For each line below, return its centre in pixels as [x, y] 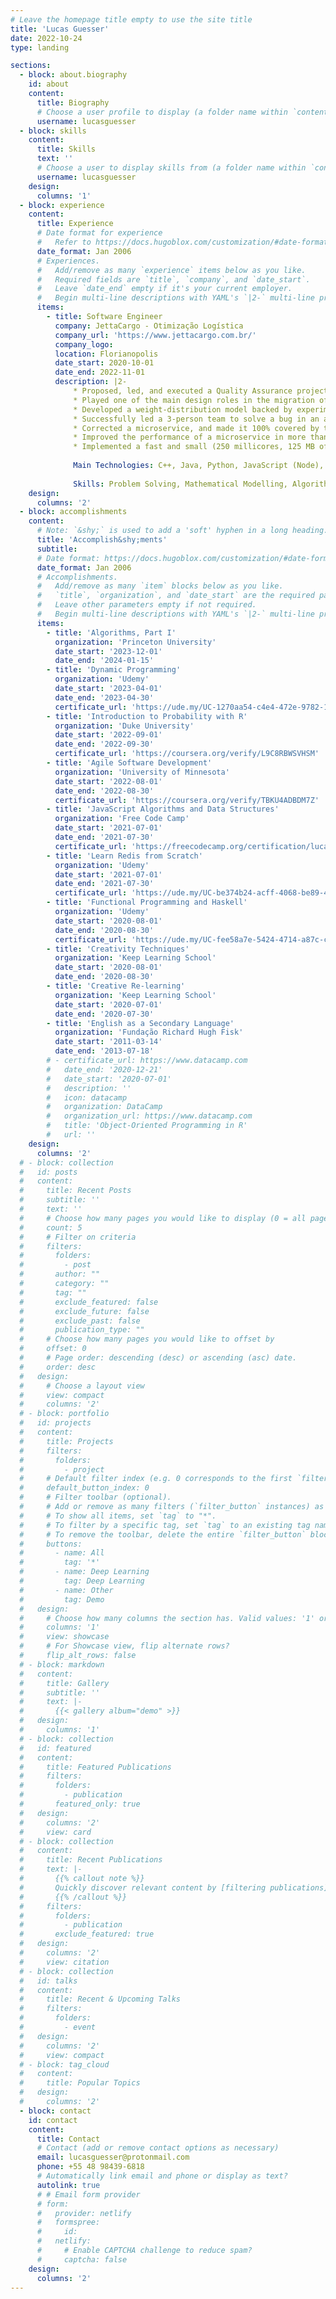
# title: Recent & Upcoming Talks [100, 1999]
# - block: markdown [62, 1664]
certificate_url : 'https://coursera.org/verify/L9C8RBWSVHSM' [187, 754]
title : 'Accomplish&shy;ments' [102, 540]
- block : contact [55, 2111]
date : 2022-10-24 [46, 38]
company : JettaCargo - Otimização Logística [149, 326]
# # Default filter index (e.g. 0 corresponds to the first [156, 1479]
